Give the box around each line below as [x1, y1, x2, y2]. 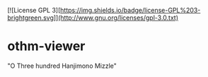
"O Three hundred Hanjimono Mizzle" [7, 61, 117, 70]
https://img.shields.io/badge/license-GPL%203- [59, 6, 201, 14]
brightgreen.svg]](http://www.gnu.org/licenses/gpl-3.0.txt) [7, 13, 179, 22]
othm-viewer [7, 38, 86, 54]
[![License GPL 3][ [7, 6, 61, 14]
